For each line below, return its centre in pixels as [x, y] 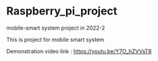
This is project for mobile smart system [56, 39]
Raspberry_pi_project [62, 11]
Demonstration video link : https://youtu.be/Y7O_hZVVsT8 [79, 51]
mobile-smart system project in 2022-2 [56, 28]
